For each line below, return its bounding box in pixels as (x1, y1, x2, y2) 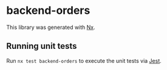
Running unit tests (6, 41, 77, 51)
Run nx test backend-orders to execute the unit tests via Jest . (6, 57, 162, 64)
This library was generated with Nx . (6, 24, 95, 31)
